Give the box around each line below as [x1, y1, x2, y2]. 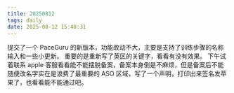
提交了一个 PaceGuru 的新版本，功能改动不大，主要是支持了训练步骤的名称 [7, 43, 225, 52]
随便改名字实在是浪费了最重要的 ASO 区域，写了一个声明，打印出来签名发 [7, 69, 221, 78]
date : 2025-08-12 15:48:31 [7, 23, 86, 30]
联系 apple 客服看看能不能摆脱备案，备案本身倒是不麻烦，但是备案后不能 [13, 61, 224, 69]
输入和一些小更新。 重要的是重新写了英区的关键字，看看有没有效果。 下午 [7, 52, 220, 60]
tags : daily [7, 17, 42, 24]
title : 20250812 [7, 10, 55, 17]
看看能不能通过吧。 [31, 78, 88, 87]
